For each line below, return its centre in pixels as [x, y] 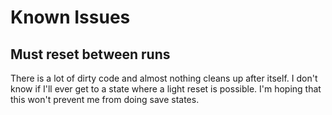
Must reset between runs [90, 54]
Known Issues [70, 17]
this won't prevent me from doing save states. [105, 99]
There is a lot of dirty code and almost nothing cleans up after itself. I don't [164, 78]
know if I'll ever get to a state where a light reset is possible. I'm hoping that [166, 89]
